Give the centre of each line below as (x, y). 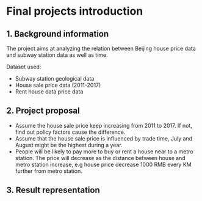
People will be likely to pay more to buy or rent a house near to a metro (104, 152)
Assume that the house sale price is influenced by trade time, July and (104, 138)
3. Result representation (53, 190)
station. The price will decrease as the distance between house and (100, 158)
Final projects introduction (75, 11)
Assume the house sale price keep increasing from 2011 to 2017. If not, (103, 125)
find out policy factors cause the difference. (70, 132)
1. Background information (58, 34)
